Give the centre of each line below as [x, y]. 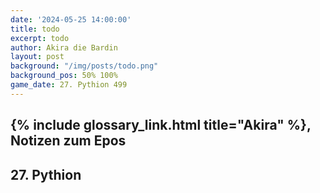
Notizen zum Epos [68, 141]
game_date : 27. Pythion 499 [69, 85]
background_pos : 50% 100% [64, 76]
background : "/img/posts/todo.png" [84, 66]
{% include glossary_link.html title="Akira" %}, [161, 125]
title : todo [35, 29]
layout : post [37, 57]
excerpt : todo [40, 38]
